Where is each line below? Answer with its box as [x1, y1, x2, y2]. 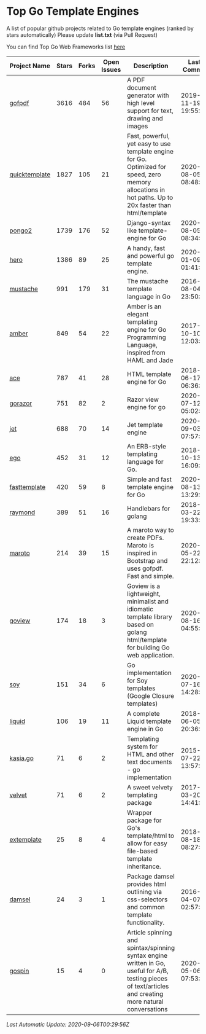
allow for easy [126, 839, 167, 847]
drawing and [126, 114, 164, 122]
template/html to [126, 831, 175, 840]
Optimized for [126, 162, 167, 171]
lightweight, [126, 589, 161, 598]
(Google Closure [126, 691, 175, 700]
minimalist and [126, 597, 169, 606]
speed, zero [126, 170, 161, 179]
